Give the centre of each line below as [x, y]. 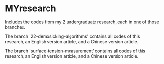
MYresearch [31, 8]
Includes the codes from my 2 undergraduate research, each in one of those [82, 22]
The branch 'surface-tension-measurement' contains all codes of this [75, 51]
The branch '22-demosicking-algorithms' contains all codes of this [72, 36]
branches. [15, 27]
